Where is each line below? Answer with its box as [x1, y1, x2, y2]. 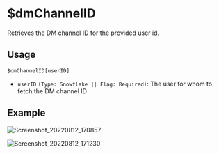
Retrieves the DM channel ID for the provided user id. [7, 29, 160, 37]
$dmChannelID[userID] [7, 67, 70, 75]
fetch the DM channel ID [17, 86, 88, 95]
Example [7, 107, 46, 119]
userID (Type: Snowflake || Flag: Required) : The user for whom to [17, 79, 213, 88]
